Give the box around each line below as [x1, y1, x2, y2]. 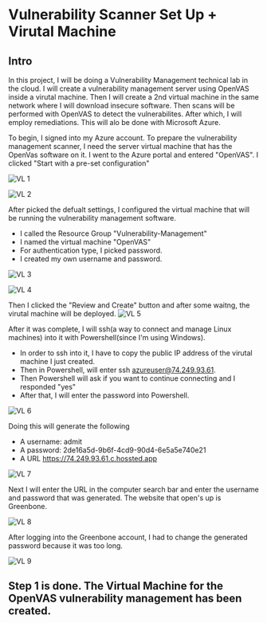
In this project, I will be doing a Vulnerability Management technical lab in [8, 76, 249, 84]
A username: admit [19, 437, 82, 446]
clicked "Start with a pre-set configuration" [8, 159, 150, 168]
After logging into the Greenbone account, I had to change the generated [8, 532, 249, 542]
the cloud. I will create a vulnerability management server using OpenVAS [8, 84, 249, 93]
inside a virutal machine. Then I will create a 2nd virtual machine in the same [8, 92, 259, 101]
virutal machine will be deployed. [8, 309, 117, 318]
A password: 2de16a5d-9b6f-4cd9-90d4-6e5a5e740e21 [19, 445, 206, 455]
